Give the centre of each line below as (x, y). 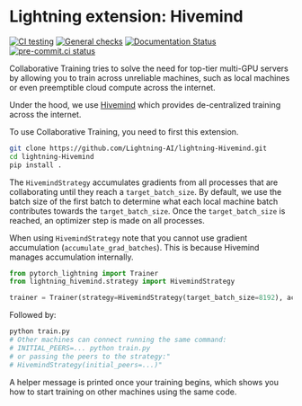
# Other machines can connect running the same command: (118, 340)
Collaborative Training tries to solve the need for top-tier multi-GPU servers (149, 68)
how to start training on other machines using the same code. (123, 392)
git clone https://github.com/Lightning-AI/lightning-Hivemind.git (138, 148)
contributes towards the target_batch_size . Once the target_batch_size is (147, 211)
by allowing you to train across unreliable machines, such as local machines (150, 77)
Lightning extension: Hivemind (126, 17)
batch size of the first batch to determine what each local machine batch (144, 201)
